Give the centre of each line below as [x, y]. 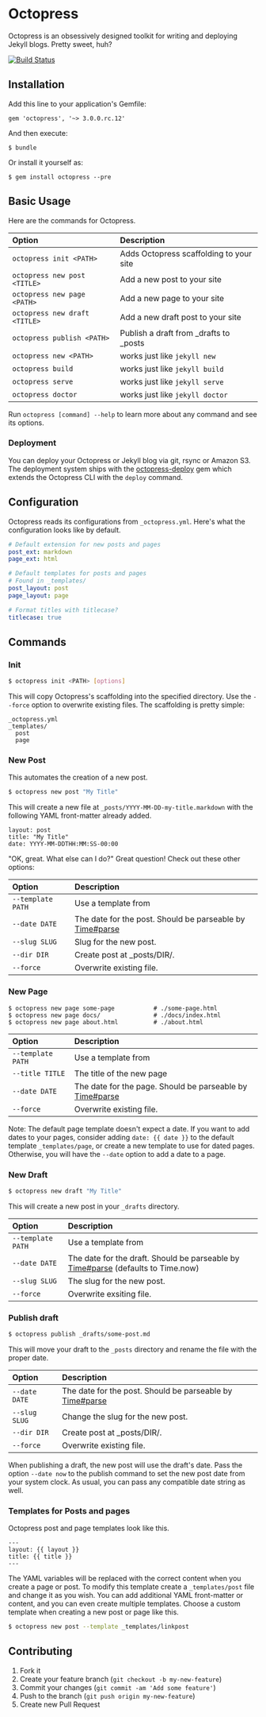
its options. [27, 423]
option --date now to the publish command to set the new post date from [127, 1473]
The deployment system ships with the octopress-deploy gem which [120, 469]
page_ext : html [33, 559]
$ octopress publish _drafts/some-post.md [79, 1334]
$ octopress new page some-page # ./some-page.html [113, 1008]
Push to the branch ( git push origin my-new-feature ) [107, 1696]
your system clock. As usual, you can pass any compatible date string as [127, 1482]
